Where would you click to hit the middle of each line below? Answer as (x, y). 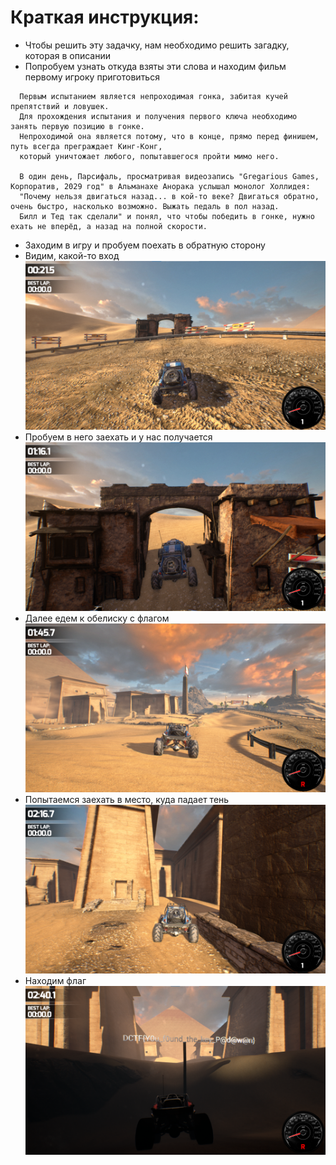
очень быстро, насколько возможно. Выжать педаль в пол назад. (145, 206)
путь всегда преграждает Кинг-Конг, (86, 146)
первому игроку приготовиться (92, 77)
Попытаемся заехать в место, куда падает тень (127, 800)
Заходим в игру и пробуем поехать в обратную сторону (145, 245)
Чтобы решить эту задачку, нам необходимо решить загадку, (157, 45)
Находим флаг (55, 981)
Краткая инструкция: (105, 17)
